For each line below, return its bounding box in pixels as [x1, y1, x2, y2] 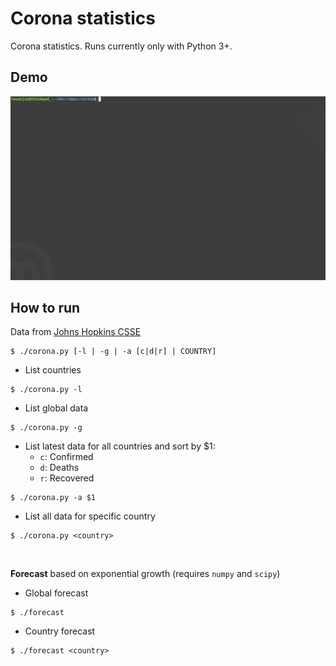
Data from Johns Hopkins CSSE [10, 326, 142, 338]
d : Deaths [39, 462, 80, 474]
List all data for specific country [24, 510, 156, 522]
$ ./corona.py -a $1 [10, 493, 97, 503]
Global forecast [24, 587, 89, 599]
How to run [10, 299, 81, 316]
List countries [24, 364, 82, 376]
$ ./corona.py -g [10, 423, 83, 433]
